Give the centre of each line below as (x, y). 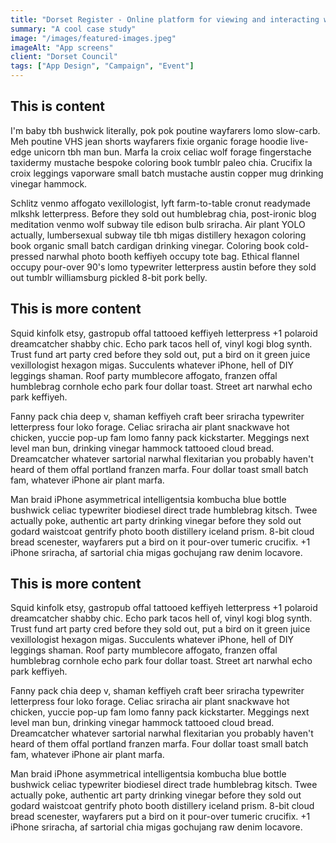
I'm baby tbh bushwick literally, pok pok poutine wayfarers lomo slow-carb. (165, 130)
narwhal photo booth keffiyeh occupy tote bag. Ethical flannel (173, 256)
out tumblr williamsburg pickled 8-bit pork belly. (109, 277)
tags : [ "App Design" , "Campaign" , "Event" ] (102, 66)
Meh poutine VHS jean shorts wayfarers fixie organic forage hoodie (149, 141)
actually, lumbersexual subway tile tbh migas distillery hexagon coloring (158, 235)
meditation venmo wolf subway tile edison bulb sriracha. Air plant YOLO (158, 224)
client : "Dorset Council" (64, 57)
